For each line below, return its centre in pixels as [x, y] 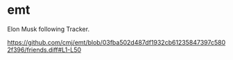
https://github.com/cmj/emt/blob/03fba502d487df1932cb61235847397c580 [116, 42]
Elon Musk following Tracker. [49, 29]
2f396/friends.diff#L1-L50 [44, 50]
